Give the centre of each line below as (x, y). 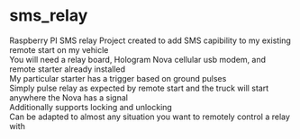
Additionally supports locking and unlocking (91, 107)
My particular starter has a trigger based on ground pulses (118, 78)
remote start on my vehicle (59, 49)
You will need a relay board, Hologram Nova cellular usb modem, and (138, 59)
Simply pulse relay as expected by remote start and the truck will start (139, 88)
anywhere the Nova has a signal (69, 97)
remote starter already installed (68, 69)
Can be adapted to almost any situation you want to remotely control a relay (150, 117)
